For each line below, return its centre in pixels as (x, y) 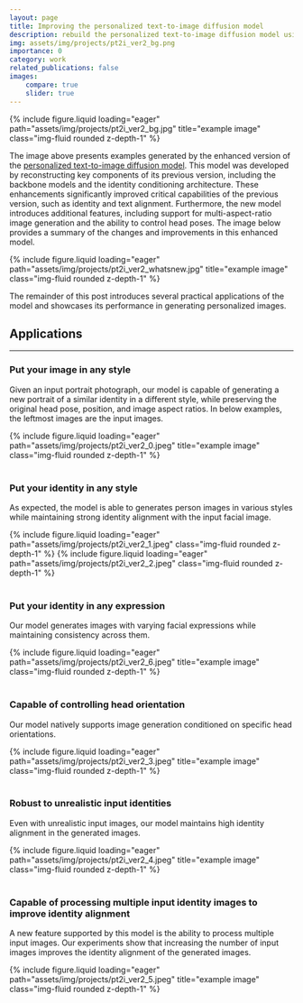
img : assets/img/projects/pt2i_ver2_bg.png (92, 43)
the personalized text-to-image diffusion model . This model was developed (149, 165)
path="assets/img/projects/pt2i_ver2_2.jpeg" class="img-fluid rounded (141, 563)
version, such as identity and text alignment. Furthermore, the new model (145, 203)
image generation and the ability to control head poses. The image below (145, 223)
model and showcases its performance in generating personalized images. (148, 305)
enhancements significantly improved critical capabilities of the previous (144, 194)
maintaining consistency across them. (80, 635)
